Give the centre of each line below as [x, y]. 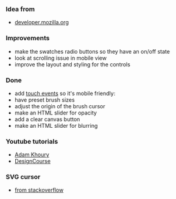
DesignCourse [33, 161]
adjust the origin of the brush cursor [60, 106]
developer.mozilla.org [42, 23]
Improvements [28, 38]
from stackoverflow [39, 190]
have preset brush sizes [44, 100]
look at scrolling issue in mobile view [61, 58]
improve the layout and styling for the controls [72, 64]
